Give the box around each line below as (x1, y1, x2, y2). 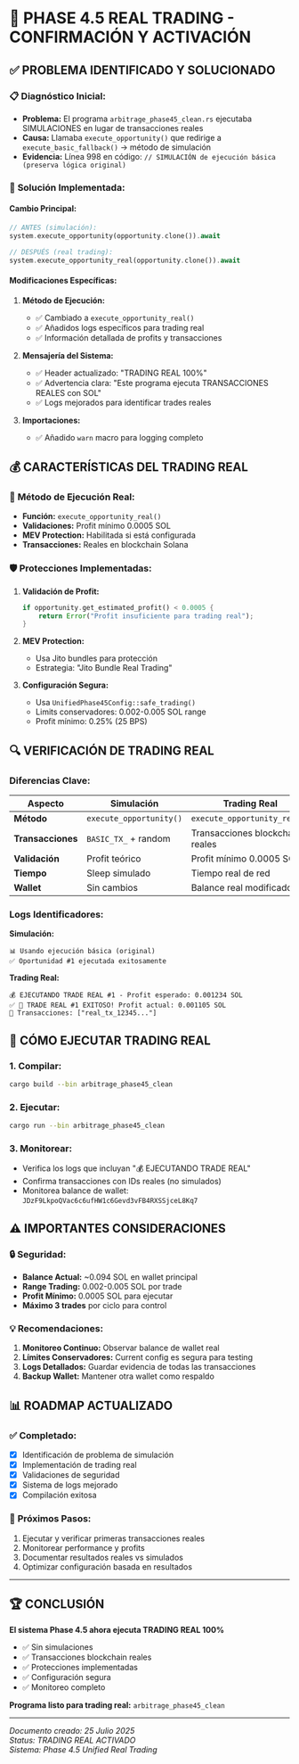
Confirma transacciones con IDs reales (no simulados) (21, 1176, 222, 1187)
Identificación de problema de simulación (21, 1449, 174, 1460)
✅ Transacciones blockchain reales (21, 1652, 152, 1662)
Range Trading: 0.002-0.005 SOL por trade (21, 1282, 182, 1292)
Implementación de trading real (21, 1460, 137, 1471)
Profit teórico (86, 853, 141, 864)
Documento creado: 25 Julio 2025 (9, 1726, 135, 1736)
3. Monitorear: (9, 1142, 73, 1154)
